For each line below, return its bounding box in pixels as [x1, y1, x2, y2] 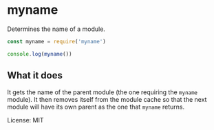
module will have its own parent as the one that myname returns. [7, 102, 185, 111]
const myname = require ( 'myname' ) [7, 38, 107, 45]
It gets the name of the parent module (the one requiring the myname [7, 88, 198, 96]
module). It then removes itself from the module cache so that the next [7, 95, 207, 103]
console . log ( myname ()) [7, 50, 72, 57]
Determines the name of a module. [7, 25, 105, 33]
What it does [7, 69, 63, 81]
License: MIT [7, 116, 44, 124]
